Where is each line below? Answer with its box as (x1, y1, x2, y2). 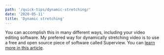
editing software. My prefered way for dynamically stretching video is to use (5, 35, 160, 40)
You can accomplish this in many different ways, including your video (5, 30, 145, 36)
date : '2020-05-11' (5, 12, 45, 17)
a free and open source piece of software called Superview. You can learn (5, 40, 155, 46)
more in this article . (5, 45, 44, 51)
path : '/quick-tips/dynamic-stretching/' (5, 7, 91, 12)
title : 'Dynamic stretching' (5, 16, 65, 21)
